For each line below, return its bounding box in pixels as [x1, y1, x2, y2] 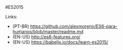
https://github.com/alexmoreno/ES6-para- [30, 23, 118, 29]
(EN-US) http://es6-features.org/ [12, 34, 81, 40]
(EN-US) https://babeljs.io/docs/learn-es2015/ [12, 39, 108, 45]
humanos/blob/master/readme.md [12, 29, 84, 34]
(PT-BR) [12, 23, 29, 29]
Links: [5, 14, 18, 19]
